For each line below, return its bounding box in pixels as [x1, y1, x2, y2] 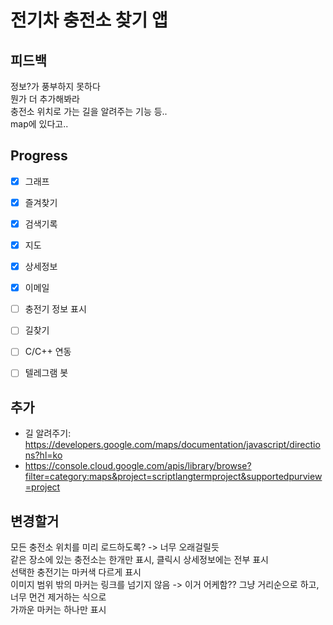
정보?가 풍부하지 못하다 [10, 81, 101, 92]
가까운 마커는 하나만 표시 [10, 604, 107, 616]
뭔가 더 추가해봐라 [10, 93, 80, 105]
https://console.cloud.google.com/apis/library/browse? [24, 460, 252, 472]
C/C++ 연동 [24, 346, 72, 358]
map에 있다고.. [10, 118, 69, 130]
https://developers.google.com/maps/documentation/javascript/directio [24, 439, 321, 451]
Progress [10, 147, 68, 165]
